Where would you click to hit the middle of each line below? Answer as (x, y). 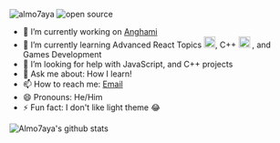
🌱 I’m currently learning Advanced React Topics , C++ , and (147, 45)
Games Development (62, 54)
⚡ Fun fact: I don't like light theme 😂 (92, 107)
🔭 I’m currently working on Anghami (90, 31)
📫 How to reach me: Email (73, 84)
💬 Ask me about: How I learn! (77, 74)
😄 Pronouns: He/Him (62, 97)
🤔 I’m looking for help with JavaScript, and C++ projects (128, 64)
